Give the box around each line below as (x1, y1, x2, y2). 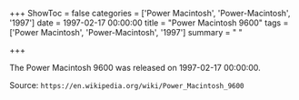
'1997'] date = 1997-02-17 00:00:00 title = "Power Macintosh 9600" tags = (9, 17, 289, 28)
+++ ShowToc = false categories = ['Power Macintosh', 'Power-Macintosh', (9, 8, 291, 18)
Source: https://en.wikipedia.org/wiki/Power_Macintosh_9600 (9, 80, 244, 90)
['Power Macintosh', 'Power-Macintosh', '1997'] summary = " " (9, 27, 243, 37)
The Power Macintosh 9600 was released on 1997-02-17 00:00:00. (9, 63, 261, 73)
